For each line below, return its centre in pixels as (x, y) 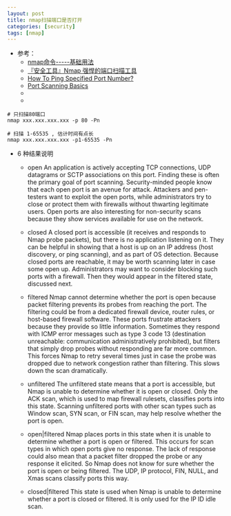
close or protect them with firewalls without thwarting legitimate (118, 204)
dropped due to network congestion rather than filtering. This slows (123, 363)
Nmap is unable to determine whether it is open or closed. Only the (123, 391)
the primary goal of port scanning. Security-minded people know (120, 182)
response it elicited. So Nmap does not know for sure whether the (121, 463)
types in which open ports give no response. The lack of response (121, 449)
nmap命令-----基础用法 (61, 62)
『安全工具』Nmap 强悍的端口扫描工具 (82, 71)
